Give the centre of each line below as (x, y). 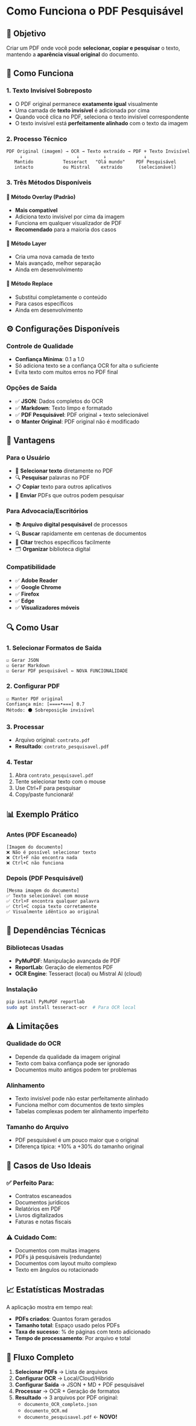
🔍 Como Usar (33, 628)
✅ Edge (25, 601)
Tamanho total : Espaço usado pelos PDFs (67, 1326)
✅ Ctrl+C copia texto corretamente (52, 907)
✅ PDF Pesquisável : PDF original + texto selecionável (82, 414)
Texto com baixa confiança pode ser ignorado (72, 1063)
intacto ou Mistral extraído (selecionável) (95, 167)
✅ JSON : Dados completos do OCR (59, 401)
